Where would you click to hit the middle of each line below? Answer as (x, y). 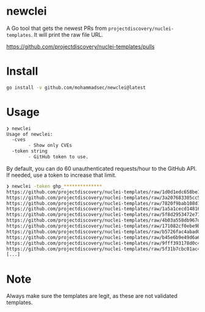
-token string (30, 151)
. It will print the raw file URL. (67, 34)
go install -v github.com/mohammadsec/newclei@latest (76, 87)
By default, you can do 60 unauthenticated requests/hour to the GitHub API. (102, 168)
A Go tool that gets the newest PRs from (57, 28)
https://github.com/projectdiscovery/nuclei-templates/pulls (81, 46)
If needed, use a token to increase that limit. (62, 175)
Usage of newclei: (30, 134)
